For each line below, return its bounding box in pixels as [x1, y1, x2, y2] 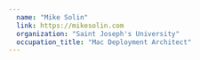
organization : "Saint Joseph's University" [16, 29, 180, 38]
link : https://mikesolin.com [16, 21, 124, 30]
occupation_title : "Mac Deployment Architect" [16, 37, 192, 47]
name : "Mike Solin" [16, 12, 89, 22]
